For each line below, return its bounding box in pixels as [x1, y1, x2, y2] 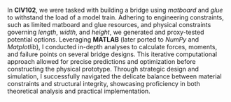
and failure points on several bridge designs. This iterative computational [7, 50, 218, 58]
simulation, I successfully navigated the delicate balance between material [7, 72, 222, 80]
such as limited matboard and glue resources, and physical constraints [7, 21, 211, 28]
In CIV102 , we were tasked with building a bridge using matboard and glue [7, 6, 223, 14]
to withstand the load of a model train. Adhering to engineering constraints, [7, 13, 224, 22]
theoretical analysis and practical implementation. [7, 87, 150, 95]
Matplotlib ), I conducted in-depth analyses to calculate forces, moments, [7, 43, 218, 51]
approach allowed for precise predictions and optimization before [7, 58, 196, 65]
